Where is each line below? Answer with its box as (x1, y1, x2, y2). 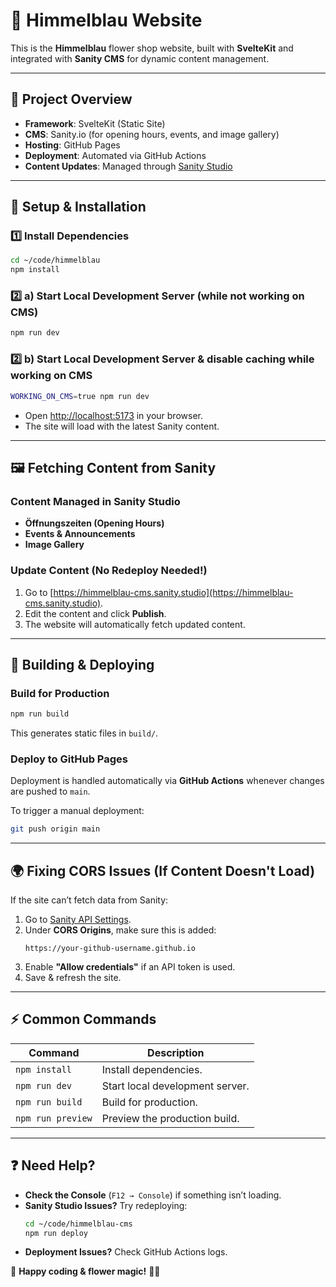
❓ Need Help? (10, 1157, 96, 1174)
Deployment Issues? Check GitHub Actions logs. (24, 1246, 228, 1258)
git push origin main (10, 824, 101, 834)
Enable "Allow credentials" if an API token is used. (24, 961, 236, 973)
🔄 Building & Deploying (10, 656, 155, 673)
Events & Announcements (24, 528, 136, 540)
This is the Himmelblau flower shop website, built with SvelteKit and (10, 42, 294, 54)
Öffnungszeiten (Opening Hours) (24, 517, 165, 529)
